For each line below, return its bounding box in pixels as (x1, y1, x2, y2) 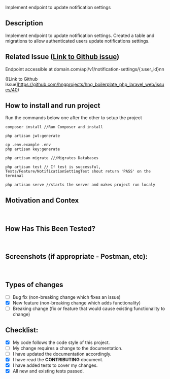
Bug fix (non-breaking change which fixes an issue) (12, 294, 121, 300)
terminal (5, 174, 24, 179)
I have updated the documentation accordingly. (12, 351, 112, 357)
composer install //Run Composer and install (5, 124, 103, 130)
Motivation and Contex (5, 196, 79, 204)
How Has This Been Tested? (5, 224, 95, 233)
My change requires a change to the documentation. (12, 345, 123, 351)
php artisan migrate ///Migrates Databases (5, 156, 99, 161)
